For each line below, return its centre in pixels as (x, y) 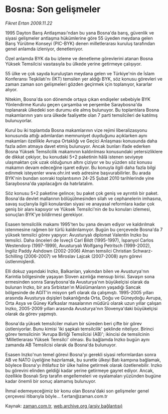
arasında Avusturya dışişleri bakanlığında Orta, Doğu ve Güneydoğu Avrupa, (83, 298)
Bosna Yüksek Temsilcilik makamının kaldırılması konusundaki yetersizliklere (84, 151)
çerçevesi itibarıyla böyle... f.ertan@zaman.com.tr (56, 396)
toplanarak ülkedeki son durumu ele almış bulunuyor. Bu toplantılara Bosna (82, 110)
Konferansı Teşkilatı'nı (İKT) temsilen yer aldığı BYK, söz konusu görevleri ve (84, 79)
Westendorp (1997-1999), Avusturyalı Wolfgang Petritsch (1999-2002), (78, 245)
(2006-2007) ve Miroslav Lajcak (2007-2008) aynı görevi (83, 256)
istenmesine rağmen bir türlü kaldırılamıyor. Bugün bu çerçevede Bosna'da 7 (84, 230)
